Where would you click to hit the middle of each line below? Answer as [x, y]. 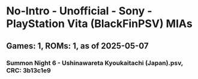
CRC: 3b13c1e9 [28, 70]
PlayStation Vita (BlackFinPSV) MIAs [100, 24]
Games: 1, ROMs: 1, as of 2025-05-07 [77, 46]
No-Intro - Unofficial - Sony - [79, 11]
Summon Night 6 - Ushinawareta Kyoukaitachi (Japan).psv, [95, 63]
